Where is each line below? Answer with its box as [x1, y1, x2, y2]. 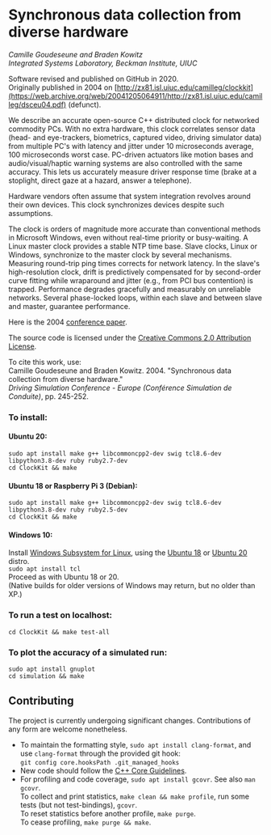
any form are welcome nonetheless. [8, 724, 127, 734]
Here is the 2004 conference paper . [8, 317, 127, 327]
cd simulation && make [8, 672, 85, 680]
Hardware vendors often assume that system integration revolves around [8, 191, 252, 201]
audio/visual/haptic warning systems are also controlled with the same [8, 158, 243, 167]
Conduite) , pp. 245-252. [8, 391, 89, 401]
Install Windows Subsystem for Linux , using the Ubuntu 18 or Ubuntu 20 [8, 548, 248, 557]
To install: [8, 411, 48, 422]
